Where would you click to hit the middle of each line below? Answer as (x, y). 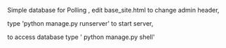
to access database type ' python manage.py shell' (81, 37)
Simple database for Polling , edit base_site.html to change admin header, (113, 10)
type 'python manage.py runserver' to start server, (80, 23)
